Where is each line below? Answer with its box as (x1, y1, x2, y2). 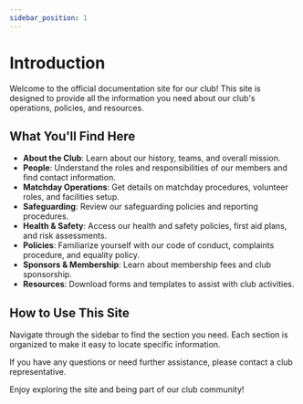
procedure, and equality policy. (22, 250, 140, 261)
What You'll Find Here (9, 129, 136, 144)
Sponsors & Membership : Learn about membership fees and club (22, 259, 272, 270)
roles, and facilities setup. (22, 192, 120, 202)
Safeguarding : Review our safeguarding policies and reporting (22, 202, 258, 212)
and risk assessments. (22, 230, 108, 242)
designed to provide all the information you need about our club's (9, 92, 256, 103)
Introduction (9, 52, 106, 73)
